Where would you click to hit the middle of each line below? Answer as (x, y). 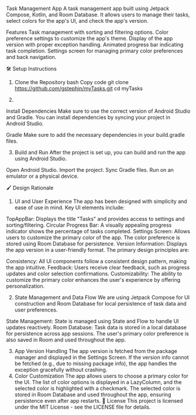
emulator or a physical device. (42, 176)
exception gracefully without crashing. (61, 370)
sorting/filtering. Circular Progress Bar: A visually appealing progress (89, 225)
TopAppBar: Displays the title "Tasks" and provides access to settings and (95, 219)
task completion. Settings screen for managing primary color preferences (94, 51)
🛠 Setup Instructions (31, 69)
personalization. (25, 286)
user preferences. (36, 310)
